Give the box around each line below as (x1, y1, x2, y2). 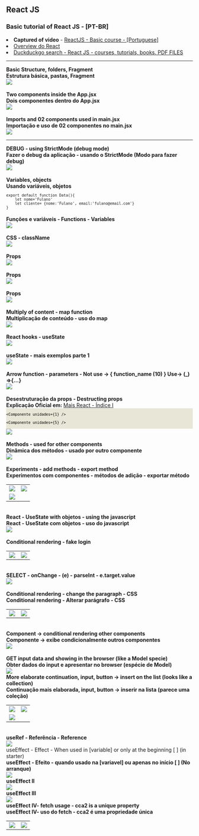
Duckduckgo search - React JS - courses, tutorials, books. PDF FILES (14, 49, 184, 56)
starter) (6, 752, 25, 759)
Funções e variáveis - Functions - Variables (6, 215, 115, 222)
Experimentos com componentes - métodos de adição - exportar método (6, 472, 190, 479)
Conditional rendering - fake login (6, 538, 91, 545)
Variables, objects (6, 176, 52, 183)
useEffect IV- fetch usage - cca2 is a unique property (6, 802, 140, 809)
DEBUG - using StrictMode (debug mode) (6, 145, 110, 152)
